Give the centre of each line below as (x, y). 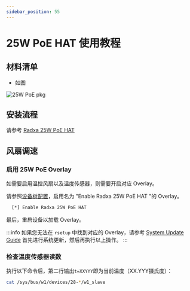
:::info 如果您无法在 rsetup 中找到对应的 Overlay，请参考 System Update (95, 232)
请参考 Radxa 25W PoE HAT (40, 130)
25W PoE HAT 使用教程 (64, 43)
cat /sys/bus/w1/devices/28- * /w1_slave (56, 282)
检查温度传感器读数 (34, 256)
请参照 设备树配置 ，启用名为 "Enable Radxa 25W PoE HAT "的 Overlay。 (94, 196)
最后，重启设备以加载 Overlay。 (45, 220)
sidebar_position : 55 (33, 12)
